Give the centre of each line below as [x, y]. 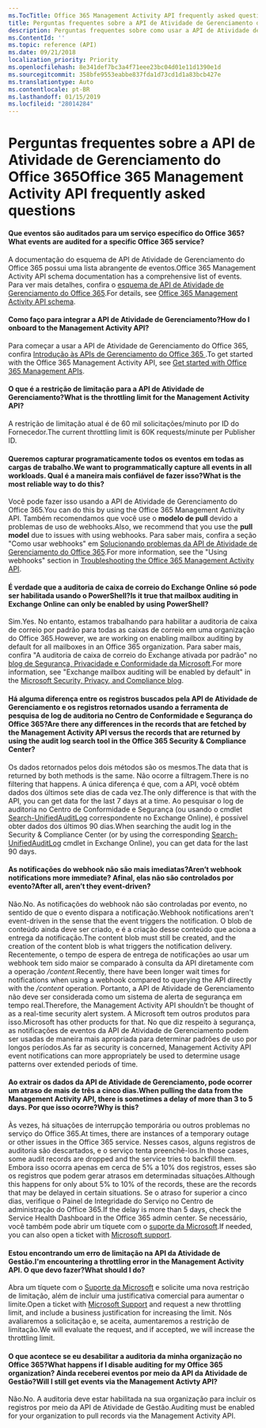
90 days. [23, 851]
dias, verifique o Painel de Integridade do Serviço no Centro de [111, 1201]
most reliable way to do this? [56, 484]
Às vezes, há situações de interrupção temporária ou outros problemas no [129, 1125]
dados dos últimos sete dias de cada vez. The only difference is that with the [133, 792]
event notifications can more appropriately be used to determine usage [124, 1055]
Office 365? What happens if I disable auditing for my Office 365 [116, 1365]
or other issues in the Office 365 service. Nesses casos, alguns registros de [132, 1142]
